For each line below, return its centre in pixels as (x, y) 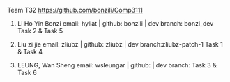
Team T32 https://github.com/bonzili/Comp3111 (75, 10)
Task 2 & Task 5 (40, 31)
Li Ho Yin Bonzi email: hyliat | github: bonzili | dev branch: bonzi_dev (115, 23)
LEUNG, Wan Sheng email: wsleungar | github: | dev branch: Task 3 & (117, 65)
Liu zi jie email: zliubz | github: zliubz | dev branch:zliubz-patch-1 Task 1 (120, 44)
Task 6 (27, 73)
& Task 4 (30, 52)
